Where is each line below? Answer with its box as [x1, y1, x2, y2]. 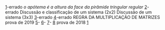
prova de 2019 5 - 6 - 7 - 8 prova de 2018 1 [5, 19, 89, 25]
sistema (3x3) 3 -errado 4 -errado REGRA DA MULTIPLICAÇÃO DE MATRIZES [5, 15, 161, 20]
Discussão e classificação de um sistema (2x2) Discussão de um [19, 9, 152, 15]
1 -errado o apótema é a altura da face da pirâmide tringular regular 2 [5, 4, 147, 10]
